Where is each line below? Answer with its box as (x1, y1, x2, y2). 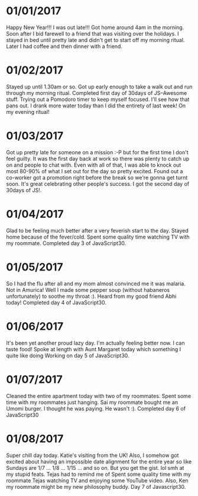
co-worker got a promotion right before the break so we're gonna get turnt (6, 174, 188, 181)
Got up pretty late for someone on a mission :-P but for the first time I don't (6, 148, 189, 155)
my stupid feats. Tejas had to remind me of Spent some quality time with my (6, 470, 191, 478)
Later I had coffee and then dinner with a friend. (6, 43, 123, 50)
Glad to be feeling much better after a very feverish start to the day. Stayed (6, 227, 189, 234)
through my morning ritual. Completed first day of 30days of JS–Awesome (6, 89, 187, 96)
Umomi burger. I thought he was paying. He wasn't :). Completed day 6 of (6, 405, 186, 412)
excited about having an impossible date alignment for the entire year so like (6, 458, 192, 465)
